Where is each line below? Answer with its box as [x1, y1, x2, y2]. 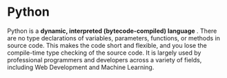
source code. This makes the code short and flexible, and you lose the [7, 41, 207, 49]
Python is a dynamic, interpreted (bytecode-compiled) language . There [7, 27, 217, 35]
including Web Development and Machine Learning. [7, 63, 155, 71]
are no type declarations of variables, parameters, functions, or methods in [7, 34, 221, 42]
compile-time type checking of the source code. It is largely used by [7, 49, 201, 57]
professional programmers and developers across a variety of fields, [7, 55, 202, 64]
